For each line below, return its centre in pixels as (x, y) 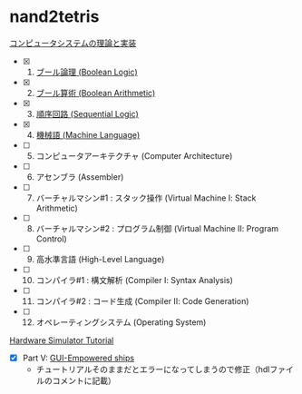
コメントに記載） (84, 380)
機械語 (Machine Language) (88, 134)
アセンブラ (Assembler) (80, 177)
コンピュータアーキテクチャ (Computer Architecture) (134, 155)
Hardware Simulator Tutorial (62, 340)
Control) (51, 239)
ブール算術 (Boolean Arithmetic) (96, 93)
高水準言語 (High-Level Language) (100, 259)
